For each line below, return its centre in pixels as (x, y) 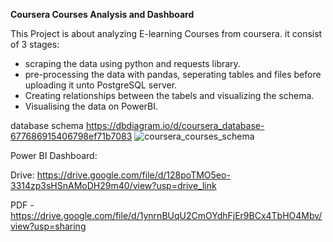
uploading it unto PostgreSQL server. (101, 85)
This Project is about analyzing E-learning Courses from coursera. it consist (166, 33)
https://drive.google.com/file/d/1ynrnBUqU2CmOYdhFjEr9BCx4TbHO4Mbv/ (166, 215)
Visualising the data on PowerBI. (91, 106)
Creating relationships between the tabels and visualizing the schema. (169, 95)
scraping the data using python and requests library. (132, 63)
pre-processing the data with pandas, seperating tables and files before (173, 74)
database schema (47, 125)
